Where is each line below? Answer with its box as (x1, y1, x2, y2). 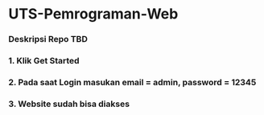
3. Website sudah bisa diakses (8, 98, 130, 109)
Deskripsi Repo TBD (8, 34, 89, 45)
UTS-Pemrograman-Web (8, 5, 179, 23)
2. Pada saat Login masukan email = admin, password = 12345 (8, 76, 257, 88)
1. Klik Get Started (8, 55, 80, 67)
